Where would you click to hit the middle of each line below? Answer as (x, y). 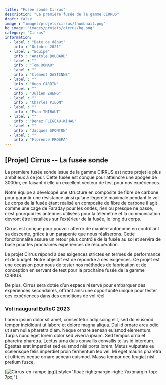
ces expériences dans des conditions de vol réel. (55, 296)
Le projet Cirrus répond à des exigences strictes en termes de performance (83, 254)
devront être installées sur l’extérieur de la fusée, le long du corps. (73, 219)
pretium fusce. (20, 362)
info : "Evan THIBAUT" (38, 112)
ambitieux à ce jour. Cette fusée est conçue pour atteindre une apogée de (81, 177)
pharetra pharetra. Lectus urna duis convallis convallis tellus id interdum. (80, 341)
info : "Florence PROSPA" (41, 140)
